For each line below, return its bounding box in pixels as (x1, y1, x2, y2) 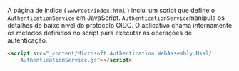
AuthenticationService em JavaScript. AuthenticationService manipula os (7, 13, 225, 22)
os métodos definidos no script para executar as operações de (7, 28, 193, 37)
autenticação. (7, 36, 48, 45)
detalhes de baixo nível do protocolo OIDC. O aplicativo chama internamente (7, 21, 233, 29)
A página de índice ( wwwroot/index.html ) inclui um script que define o (7, 6, 215, 14)
